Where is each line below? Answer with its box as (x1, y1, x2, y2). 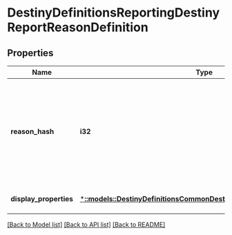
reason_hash (10, 126, 55, 136)
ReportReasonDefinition (7, 19, 148, 35)
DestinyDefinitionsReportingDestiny (7, 5, 220, 21)
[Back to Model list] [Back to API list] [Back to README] (7, 220, 166, 229)
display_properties (10, 194, 74, 203)
